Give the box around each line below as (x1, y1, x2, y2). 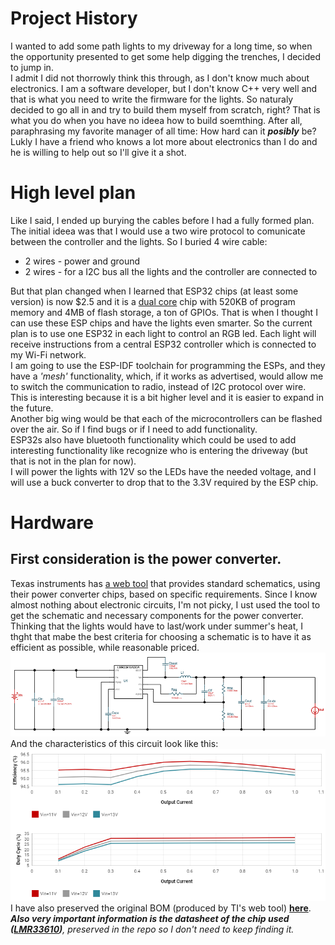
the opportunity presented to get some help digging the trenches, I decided (10, 50, 322, 62)
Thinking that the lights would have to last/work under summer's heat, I (10, 620, 304, 632)
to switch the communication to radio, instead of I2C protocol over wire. (10, 380, 307, 392)
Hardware (10, 512, 94, 534)
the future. (10, 402, 54, 414)
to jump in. (10, 61, 54, 73)
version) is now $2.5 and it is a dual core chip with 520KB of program (10, 295, 296, 307)
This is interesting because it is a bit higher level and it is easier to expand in (10, 391, 324, 403)
